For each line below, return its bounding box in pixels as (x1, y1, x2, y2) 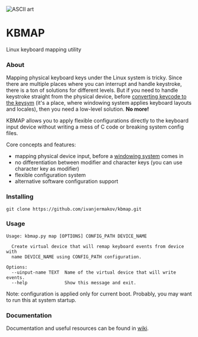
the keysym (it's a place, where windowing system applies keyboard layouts (6, 100, 191, 107)
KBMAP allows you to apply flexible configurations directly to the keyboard (6, 117, 189, 124)
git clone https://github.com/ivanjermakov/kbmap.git (6, 206, 142, 212)
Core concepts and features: (6, 141, 76, 148)
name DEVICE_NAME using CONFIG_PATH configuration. (11, 253, 142, 260)
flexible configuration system (14, 172, 86, 179)
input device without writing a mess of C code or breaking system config (6, 123, 184, 130)
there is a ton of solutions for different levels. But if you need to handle (6, 86, 178, 94)
